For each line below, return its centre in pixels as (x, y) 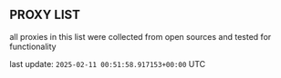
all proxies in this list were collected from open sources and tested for (140, 36)
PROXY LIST (45, 15)
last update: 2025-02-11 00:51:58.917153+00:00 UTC (108, 63)
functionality (33, 46)
